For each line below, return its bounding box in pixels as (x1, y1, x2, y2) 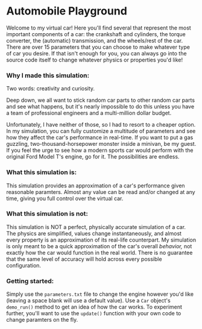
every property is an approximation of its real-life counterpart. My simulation (6, 236, 197, 243)
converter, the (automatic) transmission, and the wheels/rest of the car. (6, 37, 183, 44)
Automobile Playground (6, 4, 128, 18)
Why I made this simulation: (6, 71, 89, 80)
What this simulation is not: (6, 210, 89, 218)
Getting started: (6, 277, 54, 285)
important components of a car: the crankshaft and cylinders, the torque (6, 30, 186, 37)
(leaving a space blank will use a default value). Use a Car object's (6, 297, 171, 304)
